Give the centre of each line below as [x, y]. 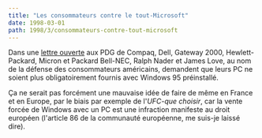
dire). [17, 126]
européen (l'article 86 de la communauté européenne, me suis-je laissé [124, 118]
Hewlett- [240, 53]
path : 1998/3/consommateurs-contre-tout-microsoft [93, 30]
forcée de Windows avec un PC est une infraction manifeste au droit [119, 110]
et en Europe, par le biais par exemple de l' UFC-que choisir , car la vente [125, 101]
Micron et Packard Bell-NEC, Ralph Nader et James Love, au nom [145, 61]
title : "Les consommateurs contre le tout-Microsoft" [99, 15]
